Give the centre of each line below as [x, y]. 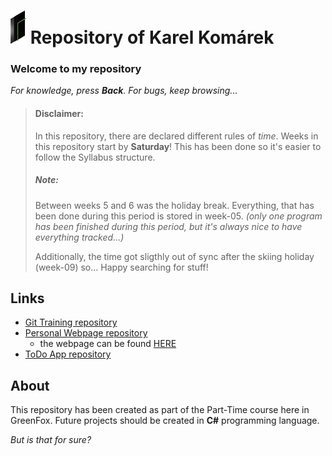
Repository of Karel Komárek [152, 37]
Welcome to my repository [76, 69]
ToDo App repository [68, 354]
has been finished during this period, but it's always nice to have [168, 226]
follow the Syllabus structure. [95, 157]
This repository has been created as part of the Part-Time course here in [160, 410]
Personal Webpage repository [86, 333]
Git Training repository [71, 322]
